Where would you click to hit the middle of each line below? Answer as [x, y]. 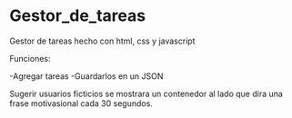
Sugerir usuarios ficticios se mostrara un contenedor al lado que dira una [146, 93]
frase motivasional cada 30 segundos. [81, 103]
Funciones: [30, 58]
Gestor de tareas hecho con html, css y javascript [102, 41]
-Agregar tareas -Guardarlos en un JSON [86, 76]
